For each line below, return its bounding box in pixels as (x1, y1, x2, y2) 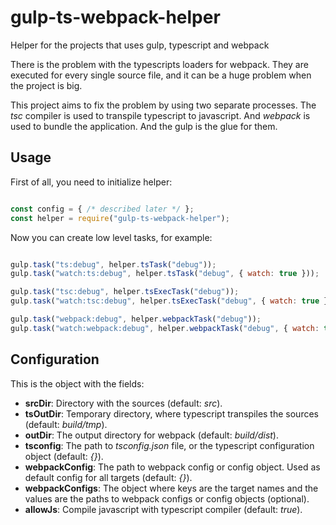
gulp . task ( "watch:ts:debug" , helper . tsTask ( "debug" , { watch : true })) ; (10, 269, 320, 279)
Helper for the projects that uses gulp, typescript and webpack (10, 39, 270, 51)
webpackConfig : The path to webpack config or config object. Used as (24, 461, 321, 473)
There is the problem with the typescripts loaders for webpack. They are (10, 58, 309, 70)
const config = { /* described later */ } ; (10, 204, 195, 214)
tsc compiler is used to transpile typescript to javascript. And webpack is (10, 109, 311, 121)
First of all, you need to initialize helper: (10, 176, 173, 188)
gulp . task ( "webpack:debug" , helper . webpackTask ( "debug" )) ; (10, 314, 262, 324)
